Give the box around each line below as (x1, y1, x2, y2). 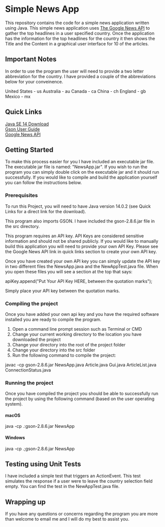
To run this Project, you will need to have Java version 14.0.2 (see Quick (5, 203, 151, 209)
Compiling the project (5, 300, 58, 307)
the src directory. (5, 223, 40, 229)
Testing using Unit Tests (5, 460, 81, 468)
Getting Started (5, 146, 54, 154)
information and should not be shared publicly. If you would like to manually (5, 238, 159, 244)
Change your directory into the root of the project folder (12, 341, 126, 347)
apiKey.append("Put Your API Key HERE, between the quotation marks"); (5, 278, 153, 284)
